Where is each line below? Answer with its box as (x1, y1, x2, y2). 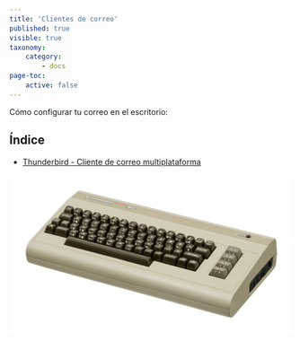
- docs (41, 62, 66, 71)
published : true (9, 23, 70, 33)
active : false (25, 81, 78, 90)
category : (25, 52, 63, 62)
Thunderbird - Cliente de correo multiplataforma (22, 156, 202, 167)
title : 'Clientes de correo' (9, 14, 119, 23)
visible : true (9, 33, 63, 42)
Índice (9, 133, 45, 148)
